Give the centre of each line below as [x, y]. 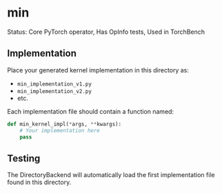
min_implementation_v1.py [54, 84]
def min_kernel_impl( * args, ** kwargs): [64, 124]
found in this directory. [39, 182]
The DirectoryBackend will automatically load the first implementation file [111, 175]
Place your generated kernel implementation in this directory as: [98, 70]
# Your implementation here [60, 130]
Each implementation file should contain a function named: [91, 111]
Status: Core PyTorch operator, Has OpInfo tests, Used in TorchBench [106, 32]
